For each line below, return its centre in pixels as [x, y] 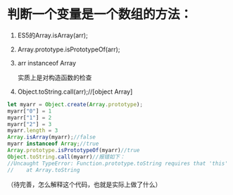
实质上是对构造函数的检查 [55, 77]
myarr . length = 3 [33, 131]
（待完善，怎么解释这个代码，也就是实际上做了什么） [84, 184]
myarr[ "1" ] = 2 [30, 118]
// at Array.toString [44, 170]
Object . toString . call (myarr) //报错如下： [66, 157]
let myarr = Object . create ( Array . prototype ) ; [75, 104]
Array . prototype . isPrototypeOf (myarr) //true [74, 151]
